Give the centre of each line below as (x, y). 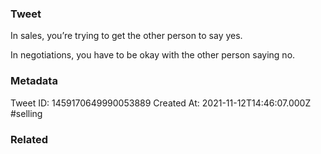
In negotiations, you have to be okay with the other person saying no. (153, 55)
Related (29, 139)
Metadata (34, 81)
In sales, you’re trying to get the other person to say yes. (126, 36)
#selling (26, 113)
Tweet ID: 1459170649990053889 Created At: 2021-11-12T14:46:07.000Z (161, 103)
